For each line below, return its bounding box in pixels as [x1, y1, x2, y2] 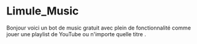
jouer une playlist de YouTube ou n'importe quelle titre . [6, 30, 146, 37]
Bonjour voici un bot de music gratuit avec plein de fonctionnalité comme [6, 24, 191, 31]
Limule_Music [6, 4, 79, 18]
